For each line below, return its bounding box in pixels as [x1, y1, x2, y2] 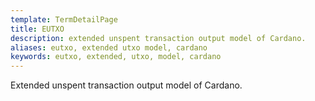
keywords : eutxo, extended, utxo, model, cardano [10, 52, 222, 62]
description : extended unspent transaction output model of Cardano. [10, 33, 307, 43]
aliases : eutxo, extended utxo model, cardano [10, 42, 208, 53]
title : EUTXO [10, 24, 65, 34]
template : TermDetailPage [10, 14, 118, 25]
